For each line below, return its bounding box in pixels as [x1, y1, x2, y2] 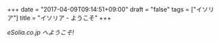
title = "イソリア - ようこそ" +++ [19, 14, 111, 22]
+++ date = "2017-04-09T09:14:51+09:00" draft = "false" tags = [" [7, 5, 197, 13]
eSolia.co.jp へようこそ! [7, 29, 74, 36]
